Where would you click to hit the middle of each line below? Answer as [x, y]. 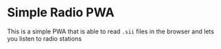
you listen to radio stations [45, 38]
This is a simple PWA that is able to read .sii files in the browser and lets [111, 31]
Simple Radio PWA [61, 13]
